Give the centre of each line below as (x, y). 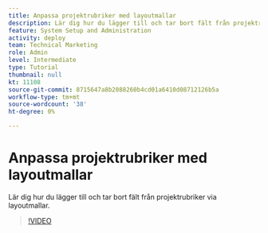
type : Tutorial (33, 68)
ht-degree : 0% (32, 112)
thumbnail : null (35, 75)
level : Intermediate (43, 60)
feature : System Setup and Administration (80, 30)
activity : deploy (37, 38)
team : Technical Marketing (53, 45)
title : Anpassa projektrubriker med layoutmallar (93, 16)
